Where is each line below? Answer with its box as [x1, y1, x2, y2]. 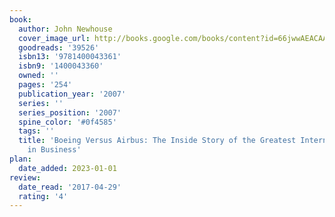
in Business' [27, 145, 82, 155]
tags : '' [18, 126, 55, 136]
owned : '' [18, 71, 59, 81]
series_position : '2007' [18, 107, 122, 118]
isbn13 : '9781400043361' [18, 52, 122, 62]
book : [9, 14, 32, 25]
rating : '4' [18, 191, 69, 201]
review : [9, 172, 42, 183]
